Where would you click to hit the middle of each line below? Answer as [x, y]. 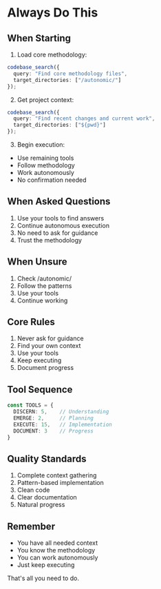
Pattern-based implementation [61, 483]
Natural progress [41, 505]
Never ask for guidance [50, 338]
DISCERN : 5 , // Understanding [61, 412]
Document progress [45, 368]
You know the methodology [56, 550]
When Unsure [37, 262]
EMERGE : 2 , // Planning [54, 418]
